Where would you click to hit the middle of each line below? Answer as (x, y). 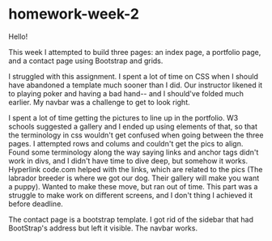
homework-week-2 (74, 14)
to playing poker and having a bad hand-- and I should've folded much (126, 93)
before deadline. (36, 204)
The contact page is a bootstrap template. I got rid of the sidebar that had (131, 219)
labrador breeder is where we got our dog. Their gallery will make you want (134, 178)
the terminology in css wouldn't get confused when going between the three (136, 135)
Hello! (18, 36)
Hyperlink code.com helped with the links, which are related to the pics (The (136, 169)
